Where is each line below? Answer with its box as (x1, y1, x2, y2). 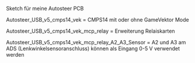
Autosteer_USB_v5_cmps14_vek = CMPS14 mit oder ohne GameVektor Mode (6, 16, 189, 23)
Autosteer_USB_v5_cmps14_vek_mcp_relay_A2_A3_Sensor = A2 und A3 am (6, 39, 186, 45)
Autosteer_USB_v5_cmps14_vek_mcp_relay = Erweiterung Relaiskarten (6, 27, 175, 34)
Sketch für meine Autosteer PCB (6, 5, 84, 12)
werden (6, 51, 25, 58)
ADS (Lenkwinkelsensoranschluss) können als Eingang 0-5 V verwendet (6, 45, 180, 52)
